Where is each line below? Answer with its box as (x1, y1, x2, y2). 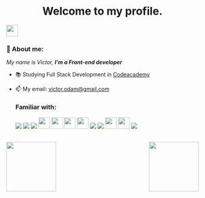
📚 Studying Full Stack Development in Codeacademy (15, 71, 150, 78)
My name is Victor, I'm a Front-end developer (6, 59, 123, 66)
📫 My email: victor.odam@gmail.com (15, 86, 110, 93)
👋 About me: (6, 45, 44, 53)
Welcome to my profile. (42, 4, 163, 18)
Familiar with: (15, 103, 57, 111)
